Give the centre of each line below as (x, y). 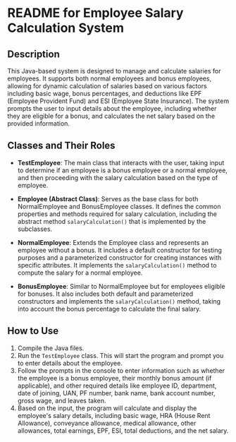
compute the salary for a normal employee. (80, 273)
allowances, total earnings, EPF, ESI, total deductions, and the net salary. (123, 430)
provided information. (39, 124)
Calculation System (66, 28)
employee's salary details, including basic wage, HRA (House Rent (114, 415)
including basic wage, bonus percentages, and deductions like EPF (105, 94)
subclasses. (35, 229)
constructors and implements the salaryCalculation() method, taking (119, 301)
